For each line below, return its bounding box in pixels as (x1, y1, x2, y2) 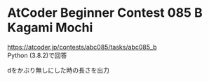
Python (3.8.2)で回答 (7, 51, 67, 59)
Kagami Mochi (7, 20, 93, 36)
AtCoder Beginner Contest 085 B (7, 5, 203, 21)
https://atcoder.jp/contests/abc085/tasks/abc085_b (7, 43, 157, 51)
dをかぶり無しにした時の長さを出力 (7, 66, 110, 74)
